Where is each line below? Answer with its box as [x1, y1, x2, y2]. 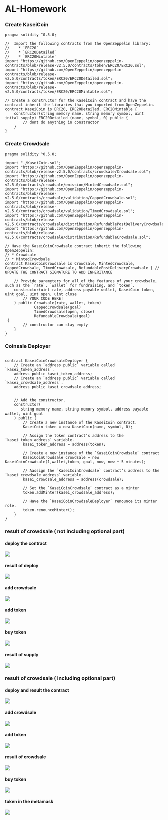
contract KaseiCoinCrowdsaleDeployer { [5, 358, 88, 363]
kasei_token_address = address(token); [23, 442, 106, 447]
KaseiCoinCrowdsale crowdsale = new [23, 455, 99, 460]
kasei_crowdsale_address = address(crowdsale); [23, 477, 124, 482]
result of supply [5, 651, 39, 657]
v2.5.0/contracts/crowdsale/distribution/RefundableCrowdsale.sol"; [5, 235, 151, 240]
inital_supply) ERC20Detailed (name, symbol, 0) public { [5, 116, 128, 121]
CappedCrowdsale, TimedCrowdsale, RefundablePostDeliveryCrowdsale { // [5, 265, 160, 270]
